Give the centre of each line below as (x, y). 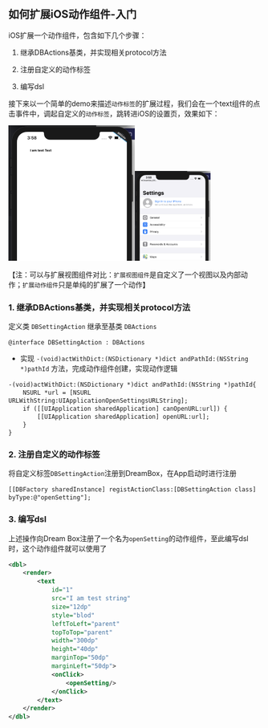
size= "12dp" (71, 607)
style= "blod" (73, 615)
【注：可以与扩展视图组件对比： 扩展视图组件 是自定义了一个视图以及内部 (125, 275)
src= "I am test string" (91, 599)
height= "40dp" (75, 649)
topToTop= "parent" (82, 632)
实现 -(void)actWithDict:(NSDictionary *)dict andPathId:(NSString (134, 358)
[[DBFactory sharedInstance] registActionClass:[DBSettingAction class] (132, 490)
